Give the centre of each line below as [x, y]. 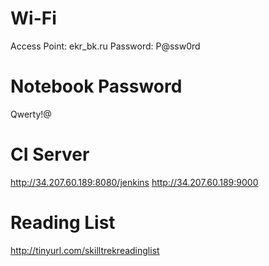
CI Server [50, 154]
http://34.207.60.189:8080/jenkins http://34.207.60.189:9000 [134, 182]
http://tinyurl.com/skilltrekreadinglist [85, 250]
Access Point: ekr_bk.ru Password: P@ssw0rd [105, 46]
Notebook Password [96, 86]
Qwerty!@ [31, 114]
